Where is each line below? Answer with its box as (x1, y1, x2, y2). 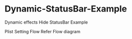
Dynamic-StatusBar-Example (4, 3, 128, 14)
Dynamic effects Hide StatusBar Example (4, 19, 88, 25)
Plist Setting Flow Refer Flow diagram (4, 28, 81, 34)
